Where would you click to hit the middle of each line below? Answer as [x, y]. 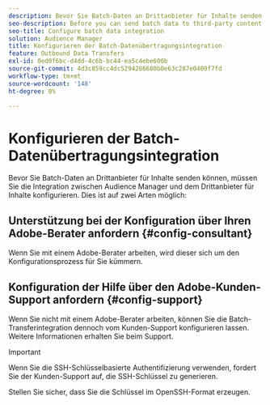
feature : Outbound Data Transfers [67, 53]
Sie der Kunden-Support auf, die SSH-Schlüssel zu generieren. [113, 376]
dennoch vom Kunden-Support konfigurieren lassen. [162, 327]
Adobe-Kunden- [219, 287]
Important [25, 352]
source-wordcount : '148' [50, 83]
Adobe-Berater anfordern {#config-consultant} [131, 233]
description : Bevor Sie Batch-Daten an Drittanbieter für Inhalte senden [135, 16]
